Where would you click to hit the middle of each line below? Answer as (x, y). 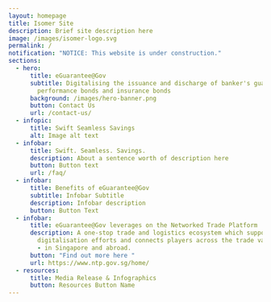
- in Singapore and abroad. (84, 248)
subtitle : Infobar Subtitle (77, 195)
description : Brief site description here (81, 31)
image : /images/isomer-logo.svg (63, 38)
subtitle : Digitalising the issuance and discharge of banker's (140, 83)
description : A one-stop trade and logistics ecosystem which (136, 233)
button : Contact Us (62, 105)
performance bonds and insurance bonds (104, 91)
